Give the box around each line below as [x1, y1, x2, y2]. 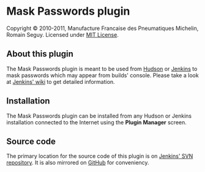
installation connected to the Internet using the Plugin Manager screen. [6, 118, 187, 126]
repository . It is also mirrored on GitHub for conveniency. [6, 159, 149, 166]
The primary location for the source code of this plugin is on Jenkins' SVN [6, 152, 193, 160]
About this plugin [6, 49, 73, 59]
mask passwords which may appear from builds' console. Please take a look [6, 72, 199, 79]
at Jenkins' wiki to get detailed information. [6, 78, 115, 85]
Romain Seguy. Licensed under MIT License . [6, 31, 119, 38]
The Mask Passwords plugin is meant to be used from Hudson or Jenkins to [6, 65, 198, 72]
